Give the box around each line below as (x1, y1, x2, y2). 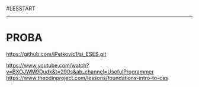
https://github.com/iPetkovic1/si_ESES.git (6, 50, 107, 58)
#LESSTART (6, 5, 36, 12)
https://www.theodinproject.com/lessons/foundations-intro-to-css (6, 74, 168, 81)
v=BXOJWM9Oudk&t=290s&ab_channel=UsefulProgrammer (6, 68, 154, 75)
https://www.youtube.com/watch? (6, 62, 89, 69)
